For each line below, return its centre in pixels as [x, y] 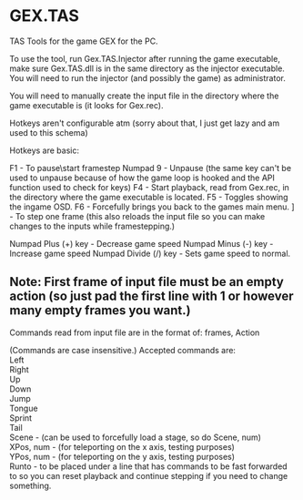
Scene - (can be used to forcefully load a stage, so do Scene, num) [136, 437]
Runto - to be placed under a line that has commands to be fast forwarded [149, 466]
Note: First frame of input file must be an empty [146, 282]
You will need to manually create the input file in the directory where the [144, 96]
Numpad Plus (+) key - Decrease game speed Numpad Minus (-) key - [141, 243]
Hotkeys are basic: [45, 150]
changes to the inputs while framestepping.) [92, 226]
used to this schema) [49, 132]
